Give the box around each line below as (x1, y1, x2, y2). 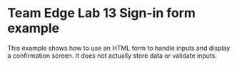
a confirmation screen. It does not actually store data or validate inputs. (7, 51, 218, 60)
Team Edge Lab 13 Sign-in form (7, 5, 196, 21)
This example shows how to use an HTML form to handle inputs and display (7, 43, 231, 52)
